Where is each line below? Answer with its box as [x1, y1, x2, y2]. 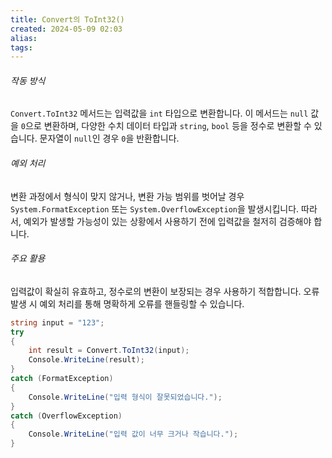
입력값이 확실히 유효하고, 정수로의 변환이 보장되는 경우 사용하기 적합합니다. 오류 [10, 285, 320, 297]
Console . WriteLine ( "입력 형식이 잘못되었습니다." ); [28, 392, 223, 402]
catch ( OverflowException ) [10, 411, 123, 421]
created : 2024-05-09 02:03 [10, 24, 123, 34]
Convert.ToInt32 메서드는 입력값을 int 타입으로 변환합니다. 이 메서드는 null [10, 107, 309, 120]
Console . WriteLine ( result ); [28, 355, 145, 365]
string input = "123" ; [10, 317, 105, 328]
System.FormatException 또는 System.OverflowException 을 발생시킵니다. [10, 202, 300, 215]
